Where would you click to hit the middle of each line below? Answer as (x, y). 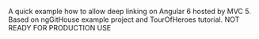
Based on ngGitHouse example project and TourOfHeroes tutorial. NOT (124, 19)
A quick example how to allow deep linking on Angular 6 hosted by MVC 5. (129, 11)
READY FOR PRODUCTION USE (60, 28)
